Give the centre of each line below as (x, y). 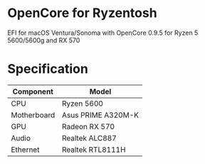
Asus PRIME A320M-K (100, 115)
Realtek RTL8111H (94, 149)
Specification (48, 69)
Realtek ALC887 (89, 138)
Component (33, 92)
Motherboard (33, 115)
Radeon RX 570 (88, 126)
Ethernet (25, 149)
